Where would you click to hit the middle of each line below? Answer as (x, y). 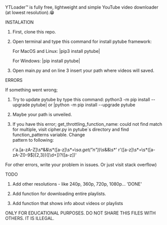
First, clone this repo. (34, 32)
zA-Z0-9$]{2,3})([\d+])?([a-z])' (45, 155)
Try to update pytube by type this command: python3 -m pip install (81, 100)
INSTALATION (19, 22)
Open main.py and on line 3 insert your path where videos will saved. (83, 70)
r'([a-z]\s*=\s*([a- (137, 150)
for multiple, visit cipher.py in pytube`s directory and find (71, 129)
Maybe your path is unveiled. (42, 114)
